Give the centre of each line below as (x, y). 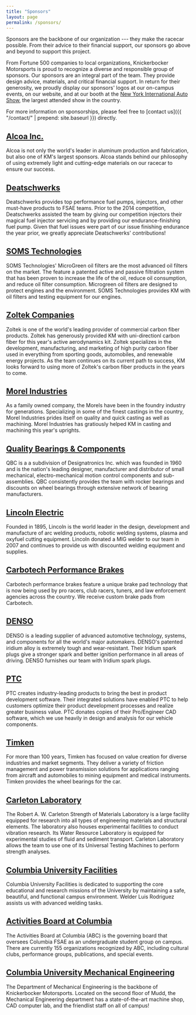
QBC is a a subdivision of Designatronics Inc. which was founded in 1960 (94, 463)
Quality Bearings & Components (66, 449)
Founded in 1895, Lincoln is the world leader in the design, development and (98, 527)
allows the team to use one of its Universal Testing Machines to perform (93, 845)
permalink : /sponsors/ (34, 22)
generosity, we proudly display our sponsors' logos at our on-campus (90, 88)
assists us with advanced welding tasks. (55, 903)
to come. (17, 373)
